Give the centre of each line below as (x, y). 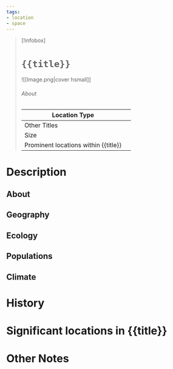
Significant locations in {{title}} (87, 331)
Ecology (22, 236)
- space (16, 23)
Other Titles (41, 125)
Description (36, 172)
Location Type (73, 115)
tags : (13, 12)
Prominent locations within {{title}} (73, 145)
